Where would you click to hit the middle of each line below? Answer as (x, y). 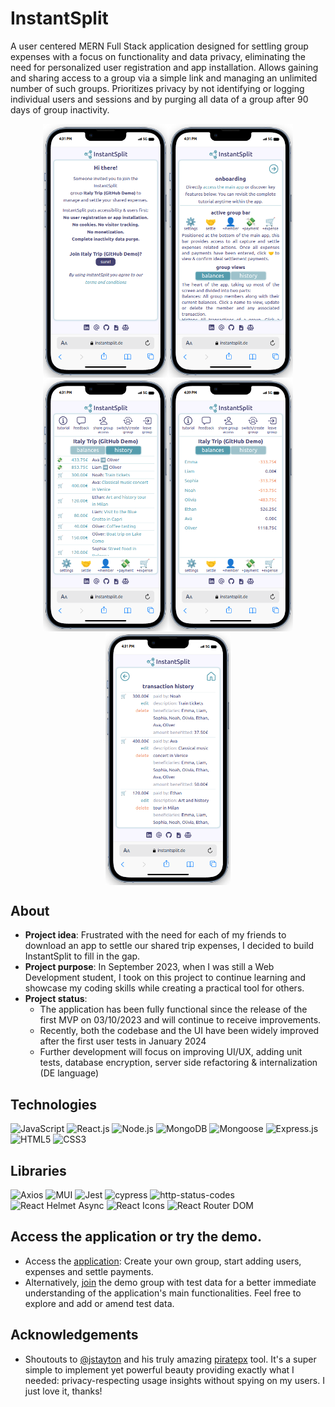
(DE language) (69, 1073)
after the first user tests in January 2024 (123, 1041)
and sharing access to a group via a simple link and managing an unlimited (164, 78)
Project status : (56, 999)
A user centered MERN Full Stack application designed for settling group (159, 46)
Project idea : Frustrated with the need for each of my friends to (155, 935)
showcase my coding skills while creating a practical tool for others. (164, 988)
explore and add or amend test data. (99, 1303)
